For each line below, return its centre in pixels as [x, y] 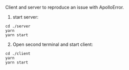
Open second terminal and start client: [53, 44]
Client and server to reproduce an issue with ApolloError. [65, 7]
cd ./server [18, 26]
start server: [25, 17]
